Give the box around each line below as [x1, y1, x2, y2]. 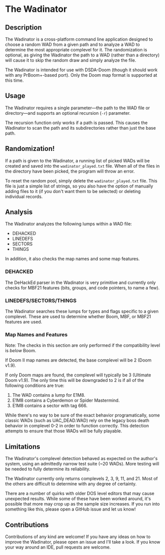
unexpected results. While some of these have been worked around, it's [5, 496, 151, 502]
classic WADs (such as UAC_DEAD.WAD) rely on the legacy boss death [5, 417, 149, 423]
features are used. [5, 319, 42, 325]
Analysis [5, 208, 33, 216]
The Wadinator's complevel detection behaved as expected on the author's [5, 456, 158, 462]
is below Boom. [5, 348, 36, 354]
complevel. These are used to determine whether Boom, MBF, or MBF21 [5, 314, 151, 320]
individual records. [5, 193, 43, 199]
